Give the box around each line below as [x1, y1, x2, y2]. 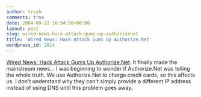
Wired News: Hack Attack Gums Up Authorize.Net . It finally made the [6, 58, 178, 66]
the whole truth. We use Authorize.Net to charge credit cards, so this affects [6, 71, 196, 78]
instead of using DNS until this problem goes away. [6, 84, 133, 91]
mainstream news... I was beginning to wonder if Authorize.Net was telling [6, 65, 191, 72]
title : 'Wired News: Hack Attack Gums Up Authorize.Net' [6, 37, 152, 43]
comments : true [6, 14, 45, 20]
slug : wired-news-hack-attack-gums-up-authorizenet [6, 31, 138, 37]
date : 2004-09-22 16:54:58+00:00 [6, 20, 90, 26]
